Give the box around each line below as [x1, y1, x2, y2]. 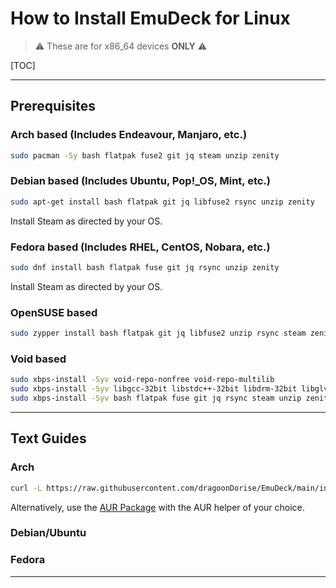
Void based [10, 352, 67, 366]
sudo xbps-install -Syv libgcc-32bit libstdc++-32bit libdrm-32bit [10, 384, 298, 394]
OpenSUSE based [10, 305, 98, 319]
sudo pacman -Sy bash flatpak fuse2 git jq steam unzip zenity [10, 150, 280, 161]
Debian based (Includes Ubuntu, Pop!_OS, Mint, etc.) [10, 174, 272, 188]
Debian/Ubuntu [10, 526, 87, 540]
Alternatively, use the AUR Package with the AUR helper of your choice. [10, 501, 305, 513]
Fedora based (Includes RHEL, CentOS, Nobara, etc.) [10, 240, 271, 254]
